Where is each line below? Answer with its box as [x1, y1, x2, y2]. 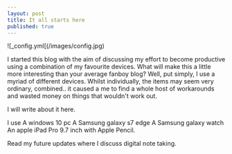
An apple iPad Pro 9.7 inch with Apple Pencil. [7, 126, 136, 135]
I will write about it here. [7, 105, 76, 114]
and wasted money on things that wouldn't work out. [7, 92, 158, 100]
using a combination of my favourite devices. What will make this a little [7, 63, 211, 71]
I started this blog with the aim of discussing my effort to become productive [7, 55, 226, 64]
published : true [7, 23, 54, 30]
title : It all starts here [7, 17, 85, 23]
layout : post [7, 10, 45, 17]
